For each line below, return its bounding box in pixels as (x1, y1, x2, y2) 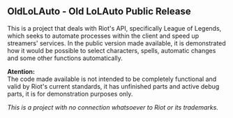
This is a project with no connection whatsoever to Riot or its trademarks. (7, 103, 218, 111)
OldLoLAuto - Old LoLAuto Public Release (7, 6, 191, 17)
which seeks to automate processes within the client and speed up (7, 31, 200, 40)
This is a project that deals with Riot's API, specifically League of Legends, (7, 24, 222, 32)
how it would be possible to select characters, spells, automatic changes (7, 46, 216, 54)
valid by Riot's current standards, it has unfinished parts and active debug (7, 82, 220, 90)
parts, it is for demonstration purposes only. (7, 89, 133, 98)
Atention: (7, 67, 36, 75)
